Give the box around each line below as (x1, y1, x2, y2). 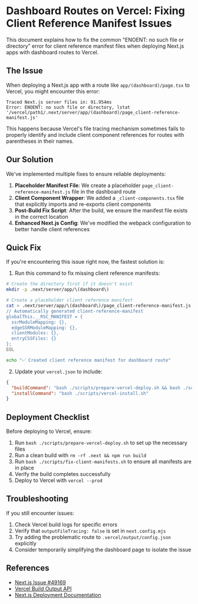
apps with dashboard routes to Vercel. (6, 48, 99, 55)
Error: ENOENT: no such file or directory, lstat (6, 104, 131, 110)
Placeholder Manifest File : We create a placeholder (14, 182, 141, 189)
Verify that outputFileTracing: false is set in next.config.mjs (14, 527, 166, 534)
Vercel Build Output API (14, 585, 72, 592)
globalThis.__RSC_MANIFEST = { (6, 314, 83, 320)
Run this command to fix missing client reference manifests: (14, 270, 160, 277)
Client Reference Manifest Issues (6, 17, 172, 30)
